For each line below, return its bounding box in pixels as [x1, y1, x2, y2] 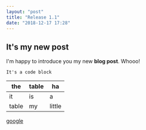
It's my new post [6, 42, 69, 52]
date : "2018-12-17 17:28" [6, 20, 70, 26]
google [6, 117, 24, 125]
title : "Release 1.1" [6, 14, 60, 20]
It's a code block [6, 69, 52, 75]
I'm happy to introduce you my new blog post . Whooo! [6, 58, 141, 65]
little [49, 102, 61, 110]
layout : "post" [6, 8, 44, 15]
